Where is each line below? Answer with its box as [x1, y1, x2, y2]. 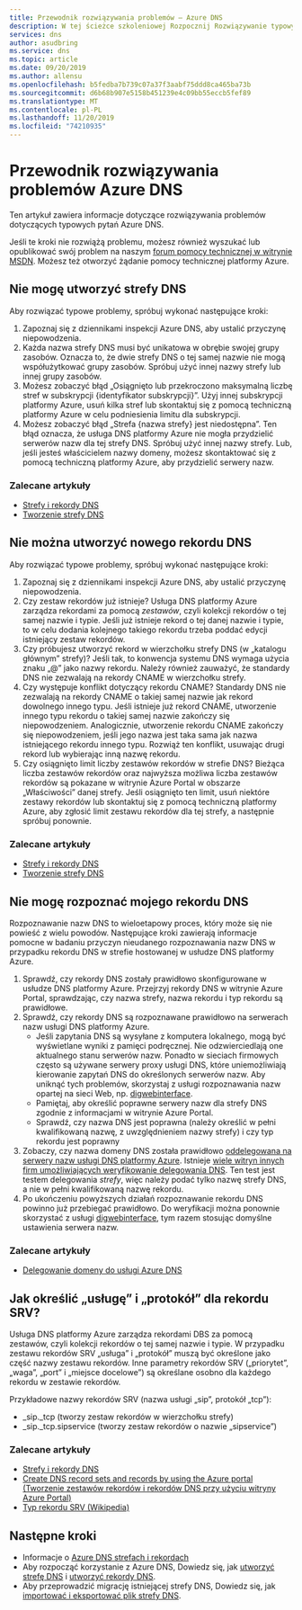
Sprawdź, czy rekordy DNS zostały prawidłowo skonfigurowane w [22, 973, 267, 984]
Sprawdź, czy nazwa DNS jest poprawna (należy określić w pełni [35, 1116, 277, 1127]
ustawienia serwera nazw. [22, 1221, 120, 1232]
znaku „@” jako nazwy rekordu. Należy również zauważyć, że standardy [22, 662, 290, 673]
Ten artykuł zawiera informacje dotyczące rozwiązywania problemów [9, 209, 267, 220]
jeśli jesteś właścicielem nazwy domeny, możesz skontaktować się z [22, 447, 277, 458]
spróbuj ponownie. [22, 815, 93, 826]
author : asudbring [9, 38, 78, 48]
